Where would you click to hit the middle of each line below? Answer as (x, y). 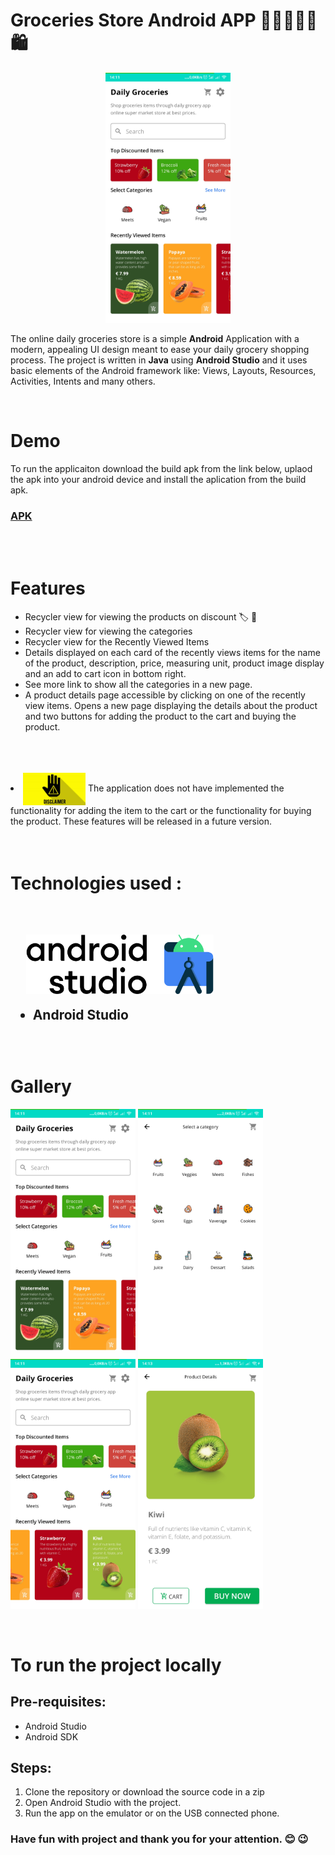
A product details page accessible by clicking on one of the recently (165, 695)
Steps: (31, 1768)
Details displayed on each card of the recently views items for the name (172, 653)
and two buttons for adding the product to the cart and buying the (160, 716)
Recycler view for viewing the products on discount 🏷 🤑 (141, 617)
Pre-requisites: (58, 1702)
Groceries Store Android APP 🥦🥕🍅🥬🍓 (164, 20)
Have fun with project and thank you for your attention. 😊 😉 (159, 1839)
